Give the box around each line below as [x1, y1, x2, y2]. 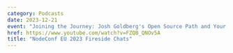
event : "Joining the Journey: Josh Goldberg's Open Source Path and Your [7, 23, 227, 30]
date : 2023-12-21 [7, 17, 58, 23]
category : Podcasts [7, 10, 64, 17]
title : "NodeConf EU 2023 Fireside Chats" [7, 36, 133, 43]
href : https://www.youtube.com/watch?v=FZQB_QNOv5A [7, 29, 160, 36]
